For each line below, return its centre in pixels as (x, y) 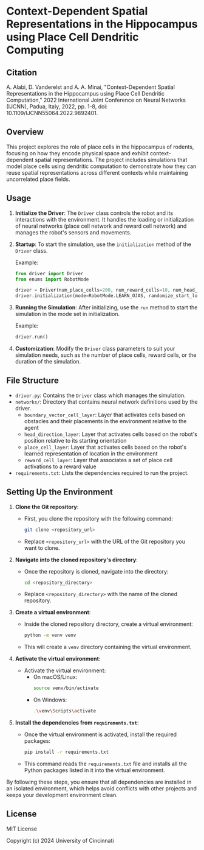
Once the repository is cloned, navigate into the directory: (96, 571)
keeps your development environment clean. (62, 795)
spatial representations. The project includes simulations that (111, 160)
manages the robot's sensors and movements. (73, 232)
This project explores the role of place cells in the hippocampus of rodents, (100, 147)
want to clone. (42, 548)
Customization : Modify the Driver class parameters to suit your (95, 349)
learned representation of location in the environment (91, 453)
